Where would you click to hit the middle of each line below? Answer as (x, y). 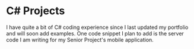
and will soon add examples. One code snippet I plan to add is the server (95, 33)
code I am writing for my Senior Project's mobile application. (80, 40)
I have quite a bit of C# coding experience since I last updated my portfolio (97, 27)
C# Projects (36, 11)
